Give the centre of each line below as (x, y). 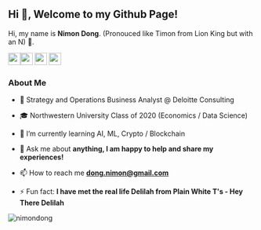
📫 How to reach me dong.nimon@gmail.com (94, 173)
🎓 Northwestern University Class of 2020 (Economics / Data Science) (134, 115)
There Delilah (42, 203)
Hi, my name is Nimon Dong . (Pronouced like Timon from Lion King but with (130, 33)
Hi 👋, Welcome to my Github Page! (93, 15)
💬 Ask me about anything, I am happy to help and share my (116, 149)
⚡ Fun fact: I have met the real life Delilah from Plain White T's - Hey (131, 192)
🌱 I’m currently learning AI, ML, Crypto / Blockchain (102, 133)
